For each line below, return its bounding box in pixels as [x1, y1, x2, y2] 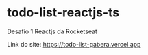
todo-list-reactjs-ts [7, 5, 120, 20]
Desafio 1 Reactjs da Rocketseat [7, 27, 98, 35]
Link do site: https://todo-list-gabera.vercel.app [7, 40, 141, 48]
